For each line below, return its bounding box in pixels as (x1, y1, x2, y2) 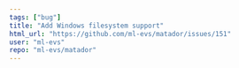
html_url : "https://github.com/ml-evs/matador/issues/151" (9, 29, 232, 38)
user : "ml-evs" (9, 37, 66, 47)
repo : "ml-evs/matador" (9, 46, 97, 55)
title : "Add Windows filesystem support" (9, 21, 165, 30)
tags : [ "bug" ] (9, 12, 62, 22)
